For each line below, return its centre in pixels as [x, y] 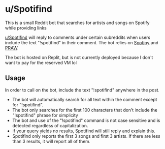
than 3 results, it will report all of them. [51, 141]
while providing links [26, 28]
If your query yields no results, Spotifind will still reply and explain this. [84, 131]
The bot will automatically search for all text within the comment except [85, 99]
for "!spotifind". [28, 105]
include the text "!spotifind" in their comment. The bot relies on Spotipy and [82, 42]
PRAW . [12, 48]
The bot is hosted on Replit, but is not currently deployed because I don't [79, 57]
